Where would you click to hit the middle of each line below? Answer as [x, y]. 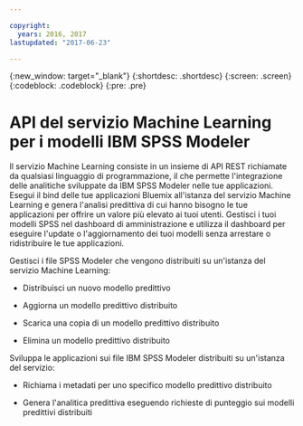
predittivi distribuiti [57, 412]
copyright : [30, 25]
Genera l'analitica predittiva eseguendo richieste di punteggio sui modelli [158, 402]
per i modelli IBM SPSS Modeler [130, 142]
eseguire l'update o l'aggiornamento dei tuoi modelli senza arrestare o [140, 234]
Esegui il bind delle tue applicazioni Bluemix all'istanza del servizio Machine [150, 195]
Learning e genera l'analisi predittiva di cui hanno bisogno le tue [129, 205]
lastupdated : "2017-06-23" [60, 43]
